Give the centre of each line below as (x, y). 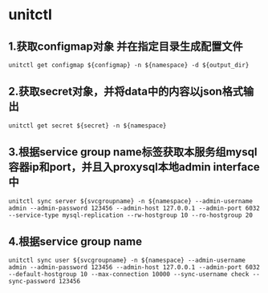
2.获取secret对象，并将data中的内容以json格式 (126, 92)
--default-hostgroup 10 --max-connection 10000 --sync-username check (129, 275)
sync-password (32, 282)
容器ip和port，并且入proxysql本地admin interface (134, 167)
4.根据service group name (75, 242)
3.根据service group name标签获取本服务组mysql (133, 153)
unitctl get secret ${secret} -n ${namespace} (87, 126)
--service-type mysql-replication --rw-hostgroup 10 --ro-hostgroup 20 (130, 215)
